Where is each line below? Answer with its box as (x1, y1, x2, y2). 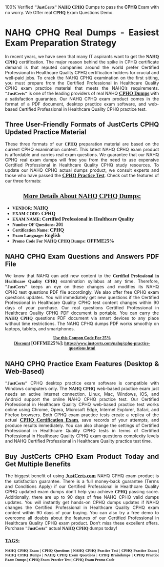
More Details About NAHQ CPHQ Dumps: (22, 192, 142, 200)
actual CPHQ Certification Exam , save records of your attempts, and (5, 417, 160, 423)
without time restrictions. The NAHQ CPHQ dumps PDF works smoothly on (5, 321, 159, 326)
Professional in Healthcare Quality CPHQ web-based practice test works (5, 402, 159, 407)
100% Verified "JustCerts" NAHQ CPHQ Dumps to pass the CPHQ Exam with (5, 4, 159, 10)
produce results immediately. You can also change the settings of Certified (5, 423, 159, 428)
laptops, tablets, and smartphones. (5, 326, 75, 332)
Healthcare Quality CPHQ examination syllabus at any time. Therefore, (5, 278, 159, 284)
